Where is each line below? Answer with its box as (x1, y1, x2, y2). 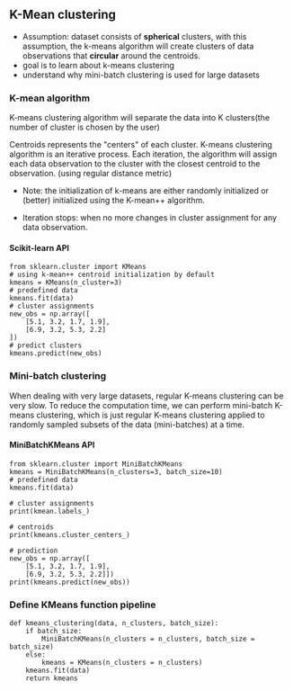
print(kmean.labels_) (9, 506, 91, 515)
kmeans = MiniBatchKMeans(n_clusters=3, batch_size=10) (9, 467, 223, 476)
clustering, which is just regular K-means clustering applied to (36, 409, 265, 420)
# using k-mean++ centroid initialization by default (9, 270, 216, 280)
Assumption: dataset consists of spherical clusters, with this (22, 31, 247, 41)
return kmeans (25, 674, 78, 683)
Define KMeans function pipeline (9, 598, 156, 611)
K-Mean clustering (9, 7, 117, 22)
